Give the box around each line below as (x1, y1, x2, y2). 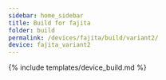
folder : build (8, 26, 56, 34)
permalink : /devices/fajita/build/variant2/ (8, 33, 159, 42)
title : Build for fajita (8, 19, 91, 27)
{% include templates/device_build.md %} (8, 63, 147, 72)
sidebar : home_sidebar (8, 11, 84, 20)
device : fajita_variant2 (8, 41, 91, 49)
